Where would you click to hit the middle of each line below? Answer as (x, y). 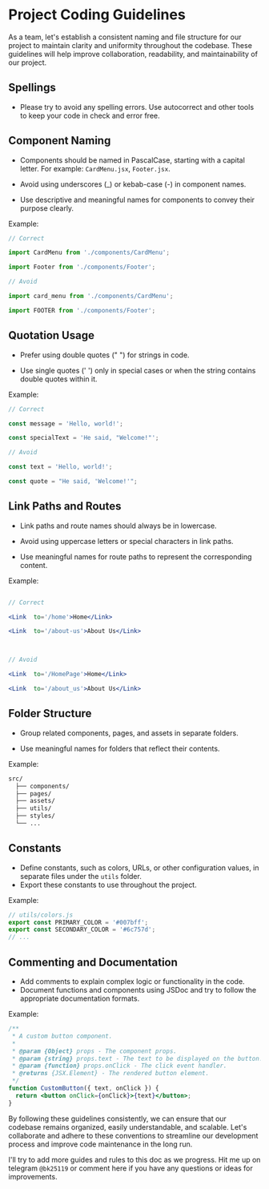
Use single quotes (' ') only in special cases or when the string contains (138, 370)
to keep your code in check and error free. (90, 115)
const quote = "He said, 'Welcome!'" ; (73, 482)
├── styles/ (36, 816)
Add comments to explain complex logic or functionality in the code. (132, 981)
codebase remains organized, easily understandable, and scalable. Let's (128, 1127)
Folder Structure (50, 713)
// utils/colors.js (41, 915)
